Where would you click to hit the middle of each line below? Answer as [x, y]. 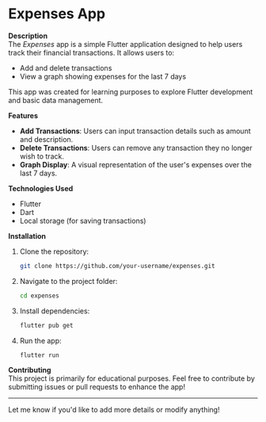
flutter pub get [46, 325]
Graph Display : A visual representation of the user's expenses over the [135, 164]
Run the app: [40, 340]
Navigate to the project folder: [68, 281]
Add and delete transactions [66, 67]
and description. [46, 139]
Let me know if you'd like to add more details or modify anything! [114, 410]
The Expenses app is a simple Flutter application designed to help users [125, 44]
